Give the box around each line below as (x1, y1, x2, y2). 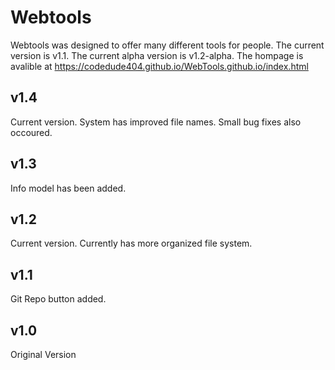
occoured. (10, 126, 53, 138)
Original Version (10, 349, 77, 360)
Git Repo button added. (10, 293, 107, 305)
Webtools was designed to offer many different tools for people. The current (10, 39, 325, 51)
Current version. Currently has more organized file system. (10, 237, 253, 250)
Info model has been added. (10, 182, 127, 194)
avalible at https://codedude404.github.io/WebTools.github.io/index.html (10, 60, 309, 72)
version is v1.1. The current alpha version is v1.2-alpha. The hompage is (10, 49, 304, 61)
